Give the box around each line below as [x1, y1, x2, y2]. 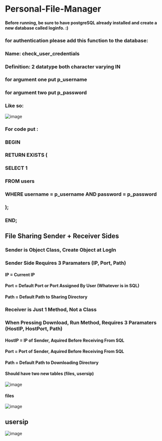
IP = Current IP [5, 272, 35, 277]
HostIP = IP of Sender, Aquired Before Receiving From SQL [5, 337, 125, 343]
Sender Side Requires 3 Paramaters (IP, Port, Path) [5, 259, 126, 266]
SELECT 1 [5, 165, 28, 171]
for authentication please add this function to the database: [5, 37, 148, 44]
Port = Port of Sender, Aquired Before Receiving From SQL [5, 349, 125, 354]
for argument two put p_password [5, 89, 87, 96]
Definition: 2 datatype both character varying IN [5, 63, 121, 70]
